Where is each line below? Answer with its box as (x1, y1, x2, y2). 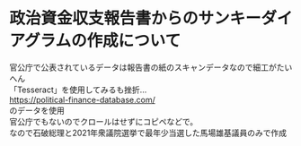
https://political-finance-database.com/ (9, 94, 155, 105)
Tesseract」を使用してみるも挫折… (16, 84, 147, 95)
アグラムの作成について (9, 30, 181, 51)
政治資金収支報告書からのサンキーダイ (9, 8, 294, 29)
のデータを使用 (9, 105, 65, 116)
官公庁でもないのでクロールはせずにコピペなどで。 (9, 116, 199, 126)
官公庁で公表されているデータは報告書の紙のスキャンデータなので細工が (9, 62, 277, 73)
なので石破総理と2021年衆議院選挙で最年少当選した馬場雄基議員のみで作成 (9, 127, 288, 138)
